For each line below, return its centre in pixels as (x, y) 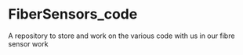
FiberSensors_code (73, 14)
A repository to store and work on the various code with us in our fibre (121, 36)
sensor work (28, 43)
